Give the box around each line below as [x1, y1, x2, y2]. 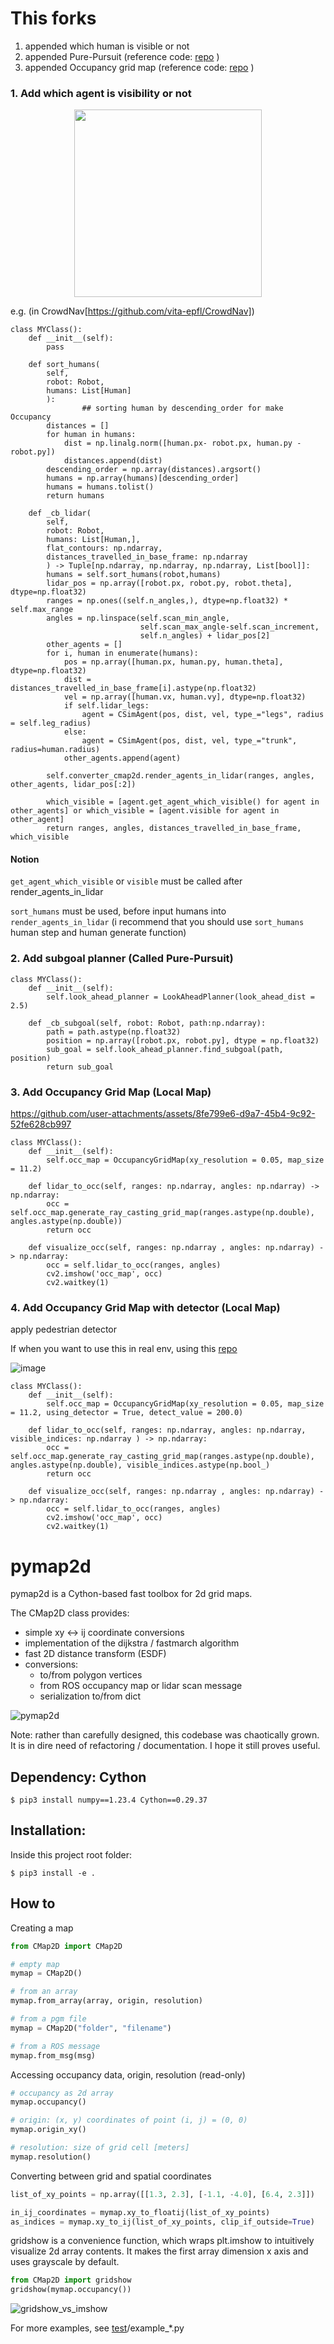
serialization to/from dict [39, 1690, 141, 1702]
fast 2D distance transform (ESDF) [24, 1648, 167, 1660]
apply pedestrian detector [10, 1323, 118, 1336]
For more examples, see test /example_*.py [10, 2322, 185, 2334]
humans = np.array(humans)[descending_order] [46, 473, 240, 484]
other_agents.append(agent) [63, 753, 182, 764]
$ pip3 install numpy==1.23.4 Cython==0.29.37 [10, 1795, 208, 1806]
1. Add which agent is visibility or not [10, 86, 192, 100]
